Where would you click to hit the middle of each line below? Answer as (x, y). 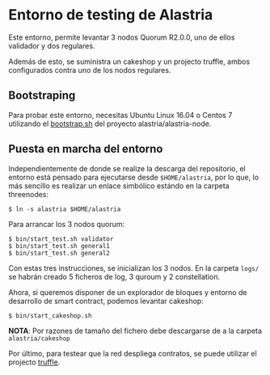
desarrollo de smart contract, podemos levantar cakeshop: (106, 301)
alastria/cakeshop (39, 338)
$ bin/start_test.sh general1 (59, 246)
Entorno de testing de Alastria (111, 15)
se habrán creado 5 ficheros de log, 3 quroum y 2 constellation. (114, 276)
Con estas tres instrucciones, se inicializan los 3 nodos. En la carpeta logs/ (134, 268)
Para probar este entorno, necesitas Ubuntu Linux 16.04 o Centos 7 (120, 115)
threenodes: (29, 194)
